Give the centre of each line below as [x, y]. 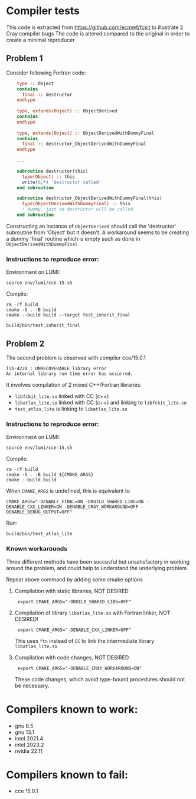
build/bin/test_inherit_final [43, 326]
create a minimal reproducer [40, 40]
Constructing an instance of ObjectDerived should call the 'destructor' [91, 226]
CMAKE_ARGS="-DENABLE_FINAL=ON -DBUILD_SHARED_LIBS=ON [75, 502]
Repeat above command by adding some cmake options [75, 579]
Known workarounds [37, 549]
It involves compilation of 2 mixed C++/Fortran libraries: [74, 384]
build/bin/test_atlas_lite [39, 534]
